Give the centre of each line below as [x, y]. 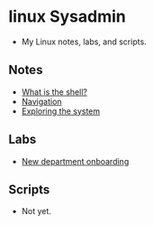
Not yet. [36, 211]
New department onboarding [75, 161]
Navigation [41, 101]
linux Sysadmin [68, 17]
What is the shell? [54, 91]
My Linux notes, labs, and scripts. [84, 42]
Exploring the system [61, 111]
